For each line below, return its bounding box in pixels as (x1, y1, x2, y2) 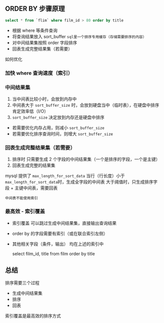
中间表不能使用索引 (5, 196, 38, 201)
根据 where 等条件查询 (12, 27, 58, 33)
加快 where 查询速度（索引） (5, 69, 73, 76)
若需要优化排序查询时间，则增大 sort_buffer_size (12, 131, 114, 137)
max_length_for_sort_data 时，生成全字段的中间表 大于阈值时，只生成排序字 (5, 179, 158, 185)
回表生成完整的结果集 (12, 162, 55, 168)
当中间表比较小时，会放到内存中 (12, 96, 77, 102)
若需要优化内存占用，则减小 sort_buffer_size (12, 124, 105, 131)
